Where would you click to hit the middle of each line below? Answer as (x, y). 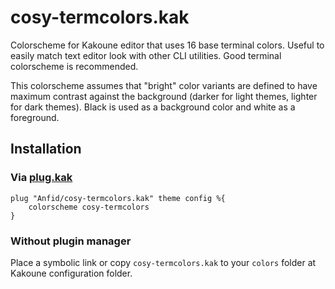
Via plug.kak (41, 178)
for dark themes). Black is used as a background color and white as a (153, 107)
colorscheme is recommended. (74, 66)
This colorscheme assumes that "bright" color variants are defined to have (164, 85)
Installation (46, 149)
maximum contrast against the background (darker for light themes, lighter (164, 96)
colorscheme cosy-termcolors (89, 207)
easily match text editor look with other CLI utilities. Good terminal (146, 55)
